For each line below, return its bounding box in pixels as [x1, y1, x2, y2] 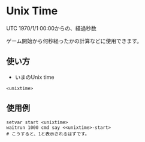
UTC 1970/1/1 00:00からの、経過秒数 [6, 24, 97, 32]
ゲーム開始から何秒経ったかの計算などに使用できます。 [6, 37, 143, 44]
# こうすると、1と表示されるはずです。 [6, 131, 90, 137]
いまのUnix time [14, 73, 55, 81]
